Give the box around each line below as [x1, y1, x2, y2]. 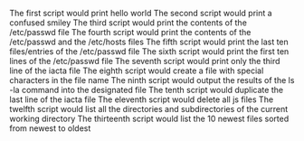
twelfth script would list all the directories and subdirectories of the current [9, 104, 289, 114]
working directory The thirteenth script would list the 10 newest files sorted [9, 113, 290, 124]
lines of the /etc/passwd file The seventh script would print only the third [9, 56, 280, 66]
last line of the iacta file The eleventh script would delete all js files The [9, 94, 274, 105]
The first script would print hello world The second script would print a [9, 8, 273, 18]
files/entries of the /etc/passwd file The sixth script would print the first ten [9, 46, 290, 57]
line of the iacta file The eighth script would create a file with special [9, 65, 264, 76]
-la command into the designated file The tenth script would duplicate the [9, 85, 283, 95]
